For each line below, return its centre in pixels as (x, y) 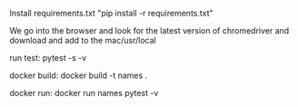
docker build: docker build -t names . (79, 75)
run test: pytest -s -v (48, 58)
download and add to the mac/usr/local (83, 40)
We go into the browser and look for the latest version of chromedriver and (149, 30)
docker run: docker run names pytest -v (84, 93)
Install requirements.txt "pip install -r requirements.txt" (111, 13)
